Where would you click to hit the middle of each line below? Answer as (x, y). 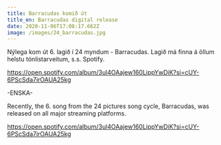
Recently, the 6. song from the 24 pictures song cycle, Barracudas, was (108, 106)
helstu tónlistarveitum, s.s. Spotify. (56, 60)
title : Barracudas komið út (47, 13)
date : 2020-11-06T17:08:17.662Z (53, 26)
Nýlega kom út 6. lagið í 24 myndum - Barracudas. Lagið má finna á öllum (111, 52)
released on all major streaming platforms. (67, 114)
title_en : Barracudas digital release (62, 20)
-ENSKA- (20, 93)
